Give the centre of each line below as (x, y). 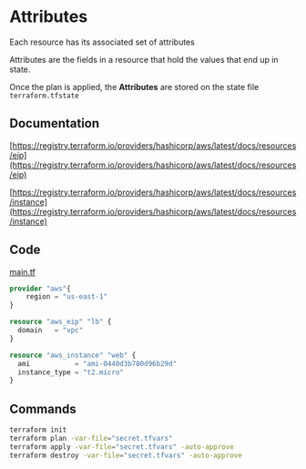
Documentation (55, 123)
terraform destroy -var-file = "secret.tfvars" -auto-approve (126, 455)
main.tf (23, 271)
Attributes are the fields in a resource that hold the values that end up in (144, 59)
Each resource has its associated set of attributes (102, 42)
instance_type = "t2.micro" (71, 372)
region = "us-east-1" (66, 297)
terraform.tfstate (44, 96)
